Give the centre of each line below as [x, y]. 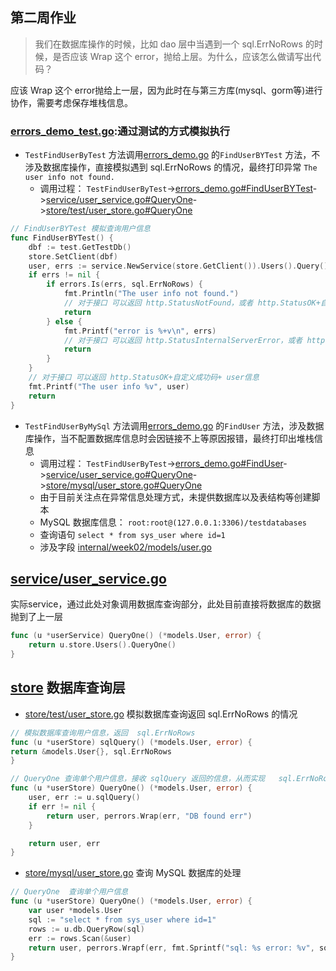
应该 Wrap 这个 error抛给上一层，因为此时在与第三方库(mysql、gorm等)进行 [166, 90]
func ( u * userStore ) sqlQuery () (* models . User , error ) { [131, 742]
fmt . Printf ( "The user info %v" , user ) [109, 386]
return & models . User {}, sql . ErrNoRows [91, 751]
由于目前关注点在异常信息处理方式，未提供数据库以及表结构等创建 [175, 497]
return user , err [64, 843]
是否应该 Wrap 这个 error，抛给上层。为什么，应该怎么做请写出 [182, 56]
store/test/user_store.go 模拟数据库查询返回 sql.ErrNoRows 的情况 [161, 714]
